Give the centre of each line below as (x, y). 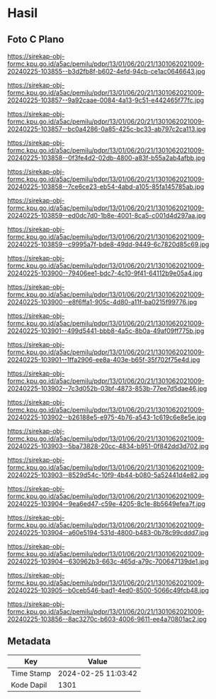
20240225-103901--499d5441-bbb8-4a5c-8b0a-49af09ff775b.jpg (106, 331)
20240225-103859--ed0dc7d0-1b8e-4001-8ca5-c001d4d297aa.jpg (107, 215)
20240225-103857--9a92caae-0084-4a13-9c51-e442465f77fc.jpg (106, 100)
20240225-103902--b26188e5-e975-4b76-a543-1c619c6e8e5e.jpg (107, 417)
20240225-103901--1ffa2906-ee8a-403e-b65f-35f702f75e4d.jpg (104, 359)
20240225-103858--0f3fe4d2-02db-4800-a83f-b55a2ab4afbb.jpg (106, 158)
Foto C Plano (36, 39)
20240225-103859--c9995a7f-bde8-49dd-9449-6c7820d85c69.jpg (108, 244)
